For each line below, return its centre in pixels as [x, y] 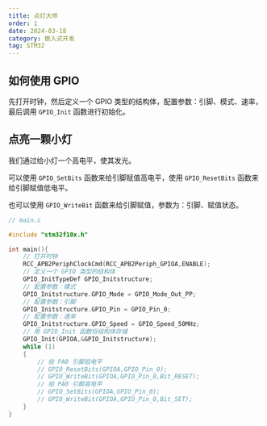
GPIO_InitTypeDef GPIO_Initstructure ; [88, 279]
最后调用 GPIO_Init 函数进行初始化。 [69, 111]
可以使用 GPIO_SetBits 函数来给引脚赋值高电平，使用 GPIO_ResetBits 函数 [130, 177]
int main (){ [28, 249]
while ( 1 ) [40, 347]
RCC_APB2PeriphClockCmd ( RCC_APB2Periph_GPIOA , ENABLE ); [117, 264]
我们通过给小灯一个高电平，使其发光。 [72, 160]
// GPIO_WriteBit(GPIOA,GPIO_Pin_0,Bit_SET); [115, 399]
